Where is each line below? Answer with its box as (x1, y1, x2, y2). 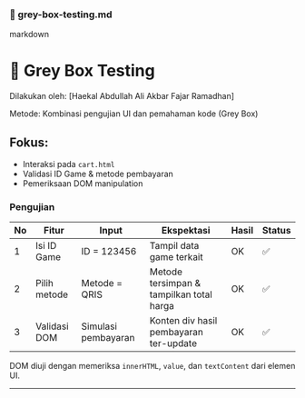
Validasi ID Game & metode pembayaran (22, 168, 174, 180)
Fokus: (9, 134, 49, 150)
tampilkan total (149, 288, 213, 301)
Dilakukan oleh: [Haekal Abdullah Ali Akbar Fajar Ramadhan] (9, 91, 234, 102)
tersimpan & (149, 277, 202, 290)
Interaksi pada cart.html (22, 159, 115, 170)
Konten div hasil (149, 314, 218, 327)
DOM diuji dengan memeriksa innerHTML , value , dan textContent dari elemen (9, 361, 296, 372)
